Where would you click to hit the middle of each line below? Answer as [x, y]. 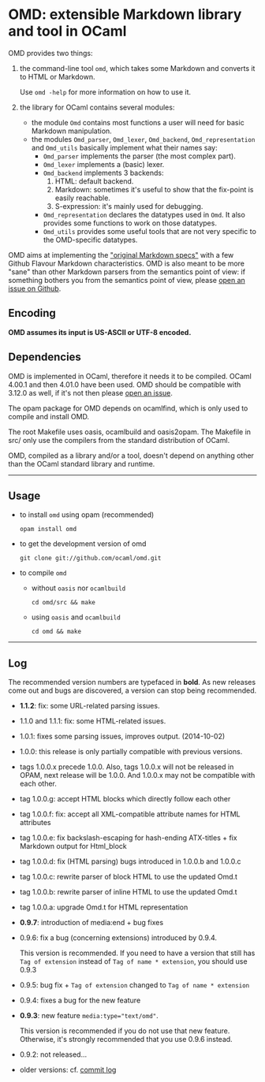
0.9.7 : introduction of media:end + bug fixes [91, 923]
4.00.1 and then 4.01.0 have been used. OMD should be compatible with [125, 385]
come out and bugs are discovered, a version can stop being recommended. [132, 690]
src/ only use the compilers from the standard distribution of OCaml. [119, 440]
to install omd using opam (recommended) [87, 515]
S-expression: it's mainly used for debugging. [129, 206]
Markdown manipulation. [71, 131]
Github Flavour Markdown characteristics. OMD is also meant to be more [127, 263]
